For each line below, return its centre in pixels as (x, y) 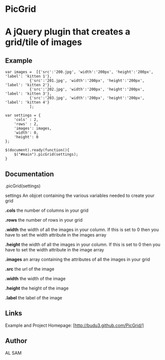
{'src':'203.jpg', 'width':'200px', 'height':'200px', (87, 98)
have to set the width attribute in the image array (55, 250)
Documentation (30, 174)
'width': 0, (26, 133)
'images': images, (33, 128)
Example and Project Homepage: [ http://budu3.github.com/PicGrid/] (75, 325)
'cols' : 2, (26, 120)
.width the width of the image (35, 278)
